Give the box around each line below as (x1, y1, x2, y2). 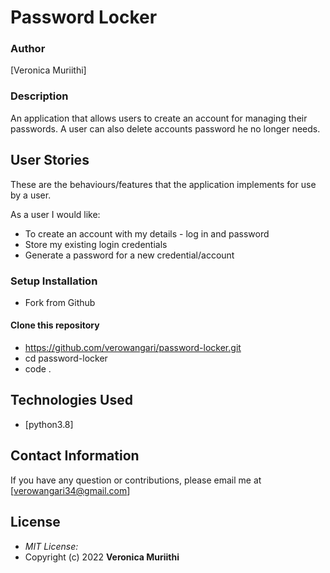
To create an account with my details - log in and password (24, 227, 270, 240)
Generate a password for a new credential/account (24, 249, 235, 261)
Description (10, 89, 69, 103)
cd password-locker (24, 352, 108, 365)
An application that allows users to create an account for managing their (10, 112, 308, 124)
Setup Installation (10, 274, 98, 288)
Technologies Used (10, 392, 133, 409)
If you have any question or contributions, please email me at (10, 474, 262, 486)
